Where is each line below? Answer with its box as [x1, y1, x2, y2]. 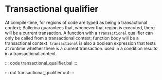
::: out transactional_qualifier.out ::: [5, 69, 74, 75]
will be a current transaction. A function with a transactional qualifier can [5, 30, 153, 36]
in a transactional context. [5, 50, 57, 57]
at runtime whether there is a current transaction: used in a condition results [5, 45, 158, 51]
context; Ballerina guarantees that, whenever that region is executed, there [5, 24, 155, 30]
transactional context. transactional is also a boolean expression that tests [5, 40, 156, 46]
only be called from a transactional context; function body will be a [5, 35, 139, 41]
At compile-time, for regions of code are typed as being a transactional [5, 20, 147, 25]
